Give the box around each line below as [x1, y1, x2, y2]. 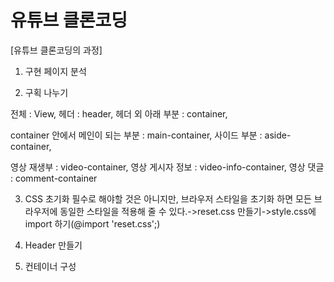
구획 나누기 [24, 86, 69, 98]
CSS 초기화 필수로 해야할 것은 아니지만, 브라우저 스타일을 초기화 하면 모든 [24, 192, 312, 205]
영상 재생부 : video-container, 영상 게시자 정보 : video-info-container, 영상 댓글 [10, 161, 325, 173]
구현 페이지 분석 [24, 65, 87, 77]
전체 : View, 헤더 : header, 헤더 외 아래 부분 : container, [10, 107, 228, 120]
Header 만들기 [24, 239, 83, 251]
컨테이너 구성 [24, 260, 77, 272]
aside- [264, 129, 292, 141]
